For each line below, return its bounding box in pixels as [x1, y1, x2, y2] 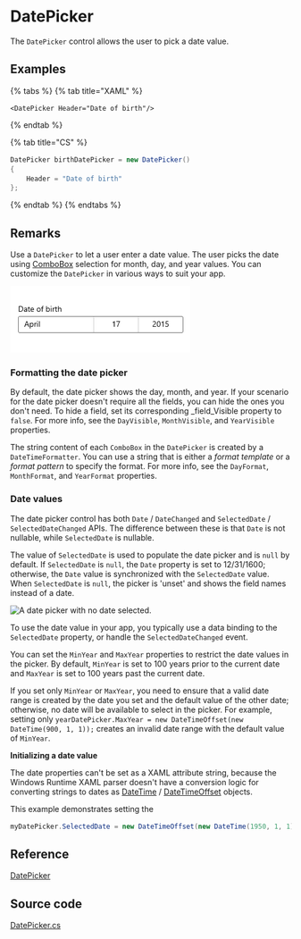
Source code [10, 896, 83, 911]
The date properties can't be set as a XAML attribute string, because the [10, 767, 277, 778]
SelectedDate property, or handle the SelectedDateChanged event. [10, 632, 248, 642]
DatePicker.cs [10, 920, 62, 931]
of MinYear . [10, 733, 51, 743]
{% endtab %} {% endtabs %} [10, 199, 121, 211]
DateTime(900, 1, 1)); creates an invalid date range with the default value [10, 723, 285, 734]
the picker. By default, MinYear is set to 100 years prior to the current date [10, 658, 280, 669]
